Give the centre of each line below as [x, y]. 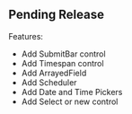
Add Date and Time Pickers [72, 92]
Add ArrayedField [54, 73]
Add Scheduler [49, 82]
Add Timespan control [62, 63]
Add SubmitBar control [63, 54]
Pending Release [57, 15]
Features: [26, 36]
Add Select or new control [70, 101]
